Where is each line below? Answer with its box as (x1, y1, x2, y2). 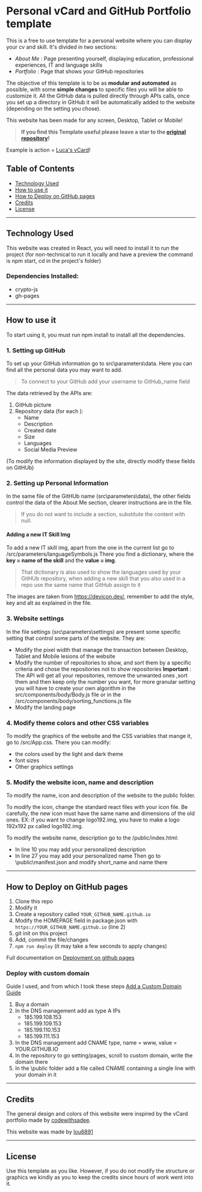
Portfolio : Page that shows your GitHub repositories (14, 67, 144, 75)
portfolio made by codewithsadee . (6, 1117, 91, 1124)
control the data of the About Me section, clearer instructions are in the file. (6, 499, 193, 506)
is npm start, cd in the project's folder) (6, 257, 102, 264)
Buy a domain (14, 1001, 49, 1008)
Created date (23, 426, 57, 434)
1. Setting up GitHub (6, 346, 66, 354)
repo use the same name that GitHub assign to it (20, 582, 141, 589)
